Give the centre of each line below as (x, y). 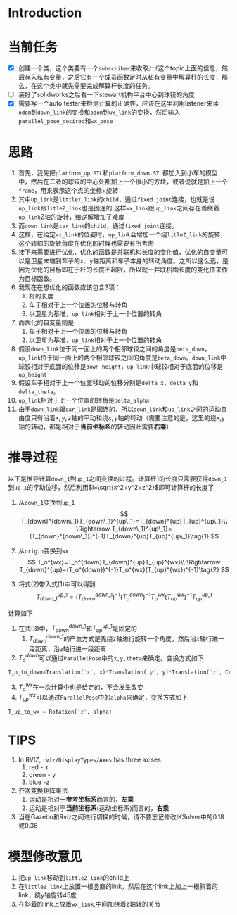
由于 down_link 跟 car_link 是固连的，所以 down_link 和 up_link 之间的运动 (120, 409)
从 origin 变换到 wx (43, 551)
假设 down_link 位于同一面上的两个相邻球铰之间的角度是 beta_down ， (114, 349)
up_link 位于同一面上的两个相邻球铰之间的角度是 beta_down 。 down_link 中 (122, 358)
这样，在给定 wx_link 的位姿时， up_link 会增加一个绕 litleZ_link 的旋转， (122, 234)
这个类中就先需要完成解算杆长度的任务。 (95, 86)
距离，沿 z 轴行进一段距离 (71, 648)
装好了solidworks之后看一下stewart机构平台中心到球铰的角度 (107, 95)
